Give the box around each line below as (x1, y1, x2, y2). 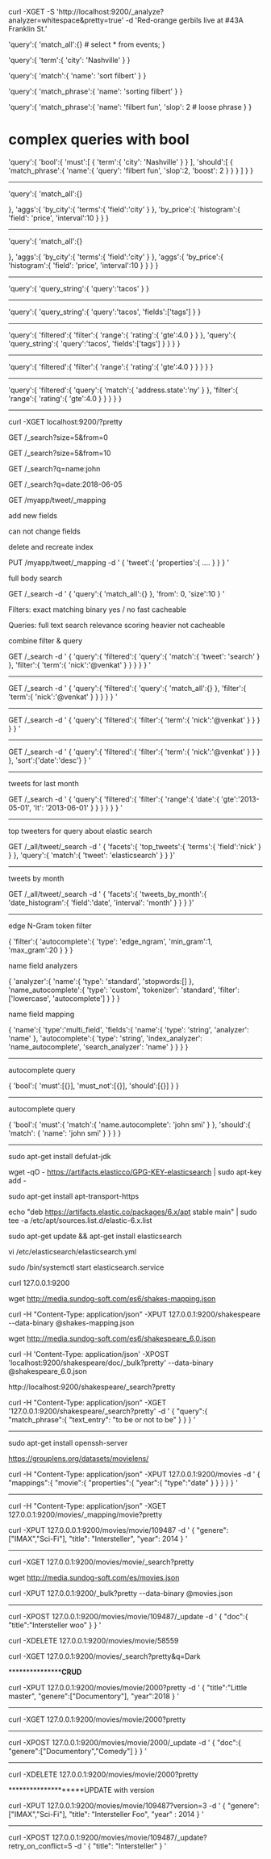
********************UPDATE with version (8, 1785, 155, 1794)
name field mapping (8, 1009, 75, 1019)
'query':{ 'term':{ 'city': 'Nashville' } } (8, 56, 131, 65)
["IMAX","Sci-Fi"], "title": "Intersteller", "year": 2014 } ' (8, 1534, 188, 1543)
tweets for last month (8, 778, 79, 788)
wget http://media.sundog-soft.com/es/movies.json (8, 1572, 180, 1582)
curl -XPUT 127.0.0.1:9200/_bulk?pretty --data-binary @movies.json (8, 1588, 233, 1597)
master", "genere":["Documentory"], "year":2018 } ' (8, 1691, 180, 1701)
